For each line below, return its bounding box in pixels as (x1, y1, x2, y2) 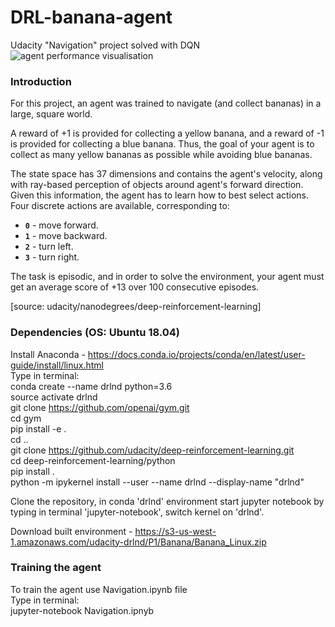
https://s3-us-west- (134, 525, 217, 537)
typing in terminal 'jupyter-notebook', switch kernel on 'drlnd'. (10, 506, 265, 518)
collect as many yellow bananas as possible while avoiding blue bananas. (10, 149, 313, 161)
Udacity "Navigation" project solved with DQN (10, 39, 201, 51)
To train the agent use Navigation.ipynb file (10, 583, 188, 595)
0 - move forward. (24, 219, 99, 231)
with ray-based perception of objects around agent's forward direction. (10, 179, 304, 191)
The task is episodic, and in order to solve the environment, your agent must (10, 271, 325, 283)
